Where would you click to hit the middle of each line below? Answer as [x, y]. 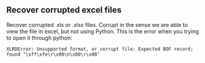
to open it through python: [39, 38]
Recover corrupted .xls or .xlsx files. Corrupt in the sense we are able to [97, 24]
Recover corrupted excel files [64, 10]
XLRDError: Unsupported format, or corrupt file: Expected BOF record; [100, 49]
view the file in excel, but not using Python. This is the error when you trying [103, 31]
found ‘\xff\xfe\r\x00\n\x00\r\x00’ [53, 54]
